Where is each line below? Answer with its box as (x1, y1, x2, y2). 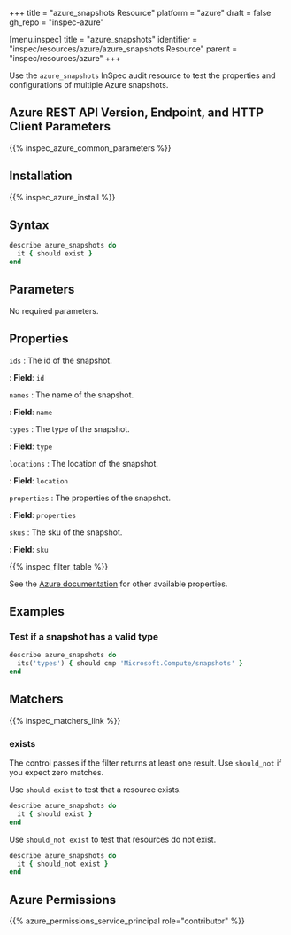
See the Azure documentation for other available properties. (9, 578, 228, 589)
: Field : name (9, 406, 53, 417)
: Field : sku (9, 544, 49, 554)
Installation (9, 169, 73, 184)
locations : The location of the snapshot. (9, 458, 159, 468)
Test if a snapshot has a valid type (9, 631, 159, 642)
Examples (9, 604, 65, 619)
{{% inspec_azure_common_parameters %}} (9, 142, 172, 153)
